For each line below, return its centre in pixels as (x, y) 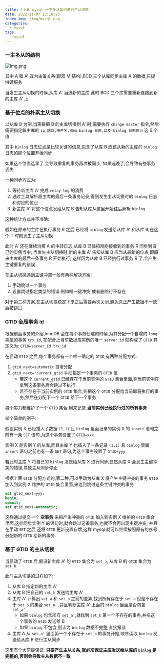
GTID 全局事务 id (25, 322)
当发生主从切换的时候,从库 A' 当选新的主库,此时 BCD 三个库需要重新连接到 (79, 93)
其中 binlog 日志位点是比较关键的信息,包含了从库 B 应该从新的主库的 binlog (81, 147)
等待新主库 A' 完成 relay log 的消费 (48, 190)
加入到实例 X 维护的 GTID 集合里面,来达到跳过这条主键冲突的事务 (70, 484)
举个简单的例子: (21, 418)
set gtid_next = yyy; (25, 493)
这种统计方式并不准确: (27, 219)
